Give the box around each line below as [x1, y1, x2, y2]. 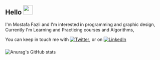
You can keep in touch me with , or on [5, 36, 103, 42]
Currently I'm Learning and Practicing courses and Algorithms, [5, 26, 134, 32]
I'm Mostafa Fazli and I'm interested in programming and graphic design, [5, 21, 155, 27]
